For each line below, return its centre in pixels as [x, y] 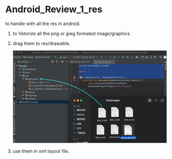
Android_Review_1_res [54, 9]
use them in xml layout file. [41, 151]
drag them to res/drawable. [41, 43]
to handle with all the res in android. [43, 24]
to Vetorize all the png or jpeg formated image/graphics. [72, 33]
